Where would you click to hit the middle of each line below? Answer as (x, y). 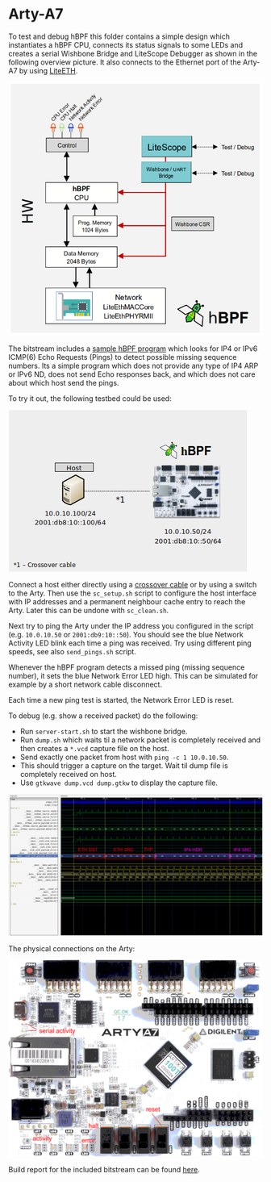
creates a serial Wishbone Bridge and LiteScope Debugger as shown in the (133, 53)
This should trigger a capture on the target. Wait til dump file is (124, 766)
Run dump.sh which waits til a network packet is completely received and (140, 740)
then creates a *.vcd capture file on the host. (94, 749)
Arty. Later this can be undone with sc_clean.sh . (89, 611)
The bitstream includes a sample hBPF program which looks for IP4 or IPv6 (133, 349)
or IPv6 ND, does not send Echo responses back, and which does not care (132, 374)
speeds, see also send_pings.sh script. (73, 652)
